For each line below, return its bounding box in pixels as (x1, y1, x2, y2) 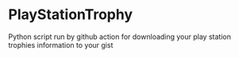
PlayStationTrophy (8, 6, 133, 24)
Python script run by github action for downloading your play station (8, 32, 232, 41)
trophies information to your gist (8, 40, 114, 49)
